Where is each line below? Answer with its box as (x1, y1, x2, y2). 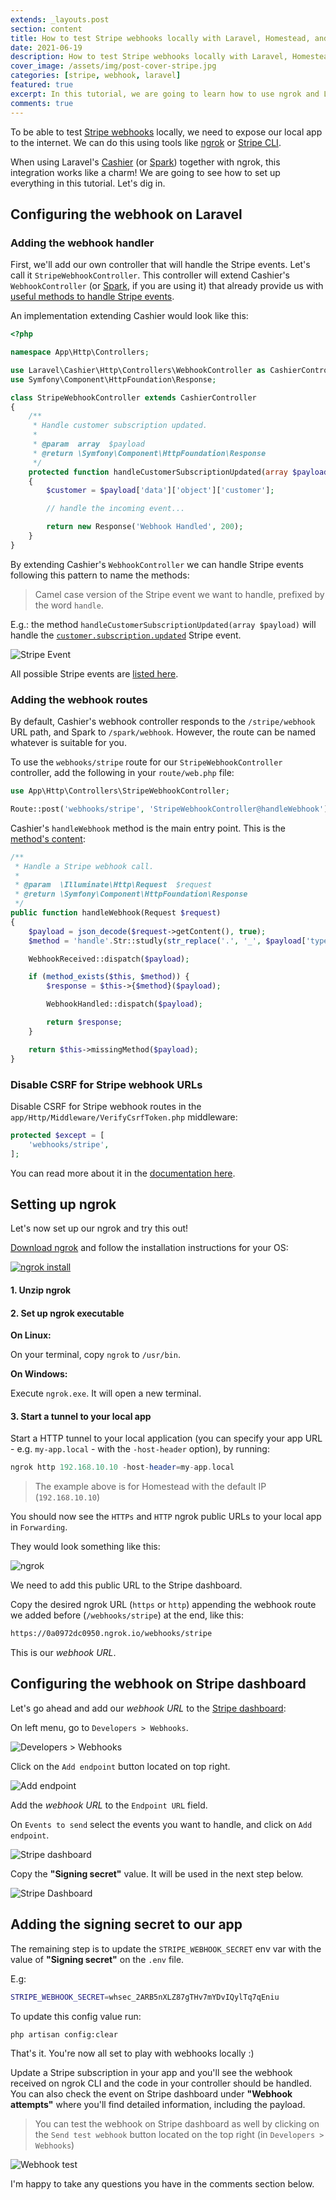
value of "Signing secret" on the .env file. (10, 1953, 185, 1965)
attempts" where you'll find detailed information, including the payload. (10, 2099, 306, 2111)
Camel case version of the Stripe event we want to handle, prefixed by (34, 588, 325, 600)
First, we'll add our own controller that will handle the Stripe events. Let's (10, 259, 311, 271)
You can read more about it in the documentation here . (10, 1167, 236, 1179)
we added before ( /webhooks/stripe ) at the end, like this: (10, 1609, 244, 1621)
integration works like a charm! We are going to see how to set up (10, 166, 281, 178)
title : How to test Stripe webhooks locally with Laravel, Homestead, (10, 33, 311, 43)
